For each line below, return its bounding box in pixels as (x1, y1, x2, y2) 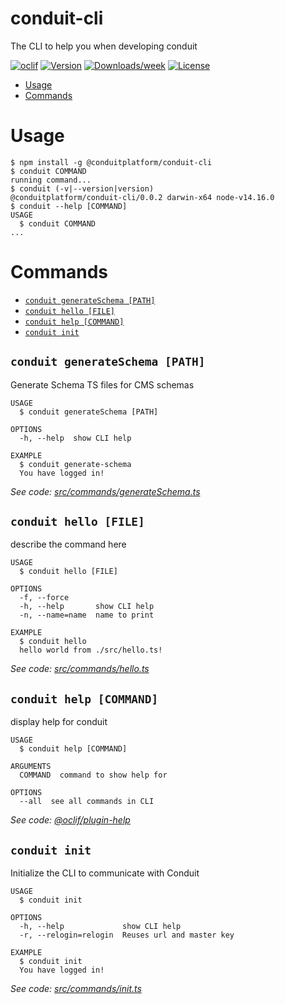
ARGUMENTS (10, 762, 52, 772)
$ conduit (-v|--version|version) (10, 183, 155, 194)
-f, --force (19, 593, 70, 603)
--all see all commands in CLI (19, 797, 155, 807)
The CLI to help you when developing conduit (10, 40, 198, 52)
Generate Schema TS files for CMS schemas (10, 378, 195, 391)
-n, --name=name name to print (19, 610, 155, 621)
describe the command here (10, 538, 127, 551)
